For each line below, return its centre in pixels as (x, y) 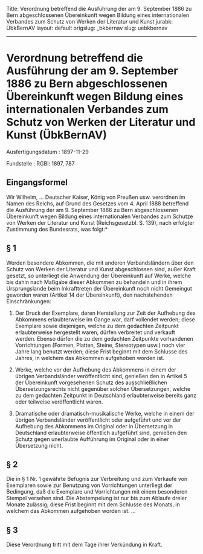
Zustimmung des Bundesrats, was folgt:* (57, 229)
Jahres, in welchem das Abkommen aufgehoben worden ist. (90, 358)
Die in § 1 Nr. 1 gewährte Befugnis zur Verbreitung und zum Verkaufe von (97, 479)
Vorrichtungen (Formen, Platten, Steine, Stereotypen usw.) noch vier (100, 345)
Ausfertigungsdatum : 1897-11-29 (47, 152)
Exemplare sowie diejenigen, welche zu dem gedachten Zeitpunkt (97, 326)
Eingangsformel (37, 183)
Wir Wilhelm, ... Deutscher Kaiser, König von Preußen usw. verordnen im (96, 197)
